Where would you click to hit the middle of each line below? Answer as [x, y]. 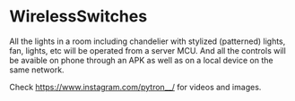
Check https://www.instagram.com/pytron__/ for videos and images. [135, 87]
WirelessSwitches [78, 17]
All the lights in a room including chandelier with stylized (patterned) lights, [147, 41]
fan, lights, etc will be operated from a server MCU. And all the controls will [148, 50]
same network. [37, 70]
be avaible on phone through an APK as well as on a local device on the [141, 60]
